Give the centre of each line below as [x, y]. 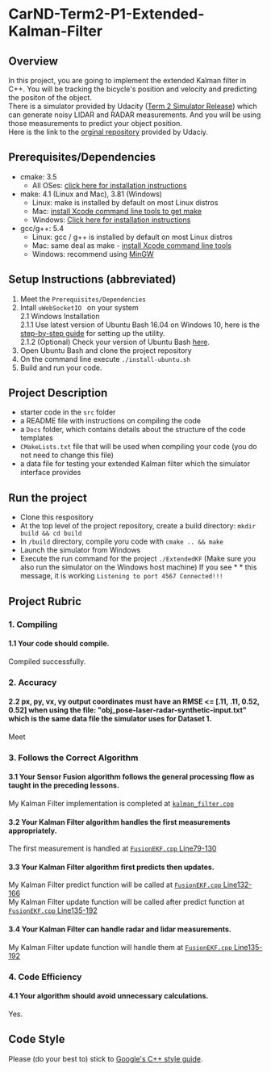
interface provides [50, 473]
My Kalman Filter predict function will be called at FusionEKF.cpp [115, 885]
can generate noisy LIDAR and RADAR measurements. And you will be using [135, 115]
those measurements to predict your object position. [96, 123]
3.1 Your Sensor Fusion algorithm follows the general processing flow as [131, 777]
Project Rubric [45, 601]
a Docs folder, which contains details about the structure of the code [133, 430]
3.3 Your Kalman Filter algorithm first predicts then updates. [112, 867]
